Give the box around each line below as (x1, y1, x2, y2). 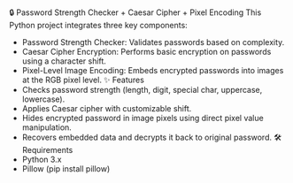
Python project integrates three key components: (9, 20, 188, 30)
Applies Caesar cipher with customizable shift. (21, 103, 192, 113)
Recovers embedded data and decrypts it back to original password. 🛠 (21, 132, 281, 142)
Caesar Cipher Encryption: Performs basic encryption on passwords (21, 47, 272, 57)
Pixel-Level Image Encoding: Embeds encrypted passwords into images (21, 65, 284, 75)
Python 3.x (21, 154, 62, 164)
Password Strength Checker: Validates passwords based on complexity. (21, 37, 285, 47)
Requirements (21, 145, 73, 155)
